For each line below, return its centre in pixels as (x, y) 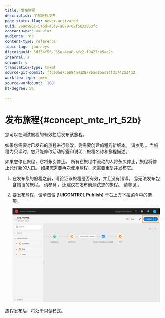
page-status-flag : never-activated (41, 21)
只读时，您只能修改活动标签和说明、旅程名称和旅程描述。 (72, 151)
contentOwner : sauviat (28, 31)
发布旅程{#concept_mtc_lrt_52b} (73, 120)
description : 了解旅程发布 (30, 16)
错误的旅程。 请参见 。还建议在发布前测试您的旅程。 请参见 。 (79, 184)
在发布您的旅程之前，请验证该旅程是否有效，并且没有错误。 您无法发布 (84, 178)
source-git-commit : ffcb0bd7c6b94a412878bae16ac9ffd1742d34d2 (70, 73)
